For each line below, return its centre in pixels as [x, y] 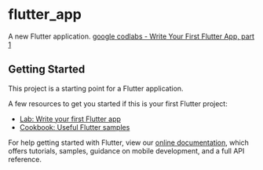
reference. [25, 159]
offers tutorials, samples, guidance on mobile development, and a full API [126, 150]
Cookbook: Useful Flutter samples [75, 127]
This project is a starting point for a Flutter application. [96, 88]
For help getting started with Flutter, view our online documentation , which [129, 142]
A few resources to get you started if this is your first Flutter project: [118, 103]
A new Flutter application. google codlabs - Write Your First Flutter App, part [131, 36]
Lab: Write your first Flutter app [70, 119]
